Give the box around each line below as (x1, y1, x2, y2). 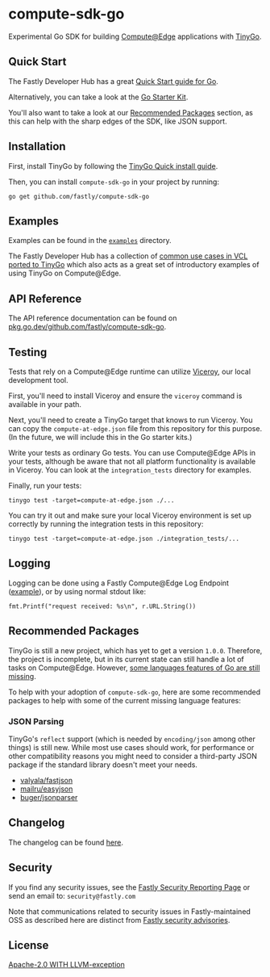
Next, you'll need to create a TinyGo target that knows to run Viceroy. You (8, 415, 253, 425)
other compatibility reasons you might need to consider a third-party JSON (8, 751, 258, 761)
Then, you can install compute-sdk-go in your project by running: (8, 177, 220, 187)
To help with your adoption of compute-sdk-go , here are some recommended (8, 687, 261, 697)
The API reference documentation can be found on (8, 313, 177, 323)
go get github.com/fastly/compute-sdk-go (8, 192, 150, 200)
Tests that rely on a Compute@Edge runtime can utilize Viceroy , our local (8, 367, 251, 376)
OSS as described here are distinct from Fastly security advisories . (8, 915, 231, 925)
